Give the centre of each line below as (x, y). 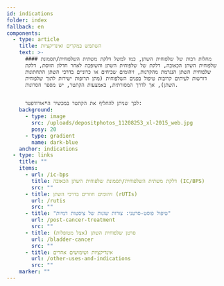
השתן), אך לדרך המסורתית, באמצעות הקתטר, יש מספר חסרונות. (101, 85)
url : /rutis (49, 200)
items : (28, 168)
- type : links (33, 155)
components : (24, 33)
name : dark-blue (55, 142)
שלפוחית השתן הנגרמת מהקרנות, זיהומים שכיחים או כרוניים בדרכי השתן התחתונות (118, 72)
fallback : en (25, 26)
